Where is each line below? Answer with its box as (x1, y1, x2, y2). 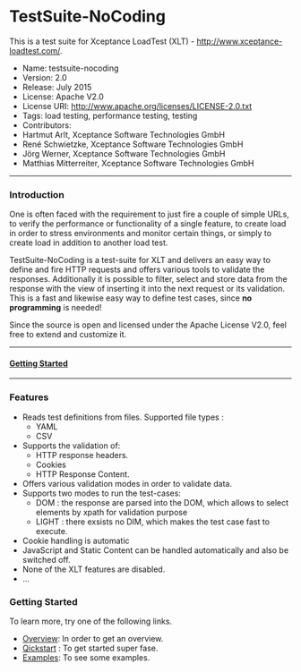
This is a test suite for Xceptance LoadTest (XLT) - (9, 36, 195, 47)
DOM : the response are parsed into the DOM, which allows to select (35, 497, 289, 507)
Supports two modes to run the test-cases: (21, 488, 182, 498)
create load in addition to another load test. (9, 237, 168, 248)
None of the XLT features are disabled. (21, 564, 166, 574)
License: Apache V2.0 (21, 91, 105, 102)
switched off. (21, 554, 71, 565)
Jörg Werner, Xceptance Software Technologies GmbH (21, 148, 226, 158)
